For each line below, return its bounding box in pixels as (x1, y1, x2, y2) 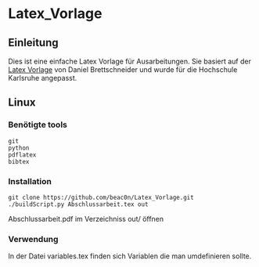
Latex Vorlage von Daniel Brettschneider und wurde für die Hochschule (8, 65, 238, 74)
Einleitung (8, 36, 59, 49)
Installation (8, 175, 52, 186)
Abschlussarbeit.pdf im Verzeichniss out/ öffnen (8, 214, 164, 223)
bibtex (8, 157, 30, 165)
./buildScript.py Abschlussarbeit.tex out (8, 200, 149, 208)
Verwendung (8, 233, 59, 244)
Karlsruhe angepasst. (8, 74, 77, 82)
